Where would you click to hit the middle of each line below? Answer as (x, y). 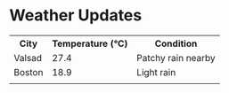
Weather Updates (76, 15)
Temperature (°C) (90, 43)
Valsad (28, 58)
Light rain (156, 72)
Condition (176, 43)
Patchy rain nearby (176, 58)
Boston (29, 72)
